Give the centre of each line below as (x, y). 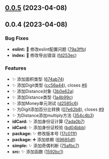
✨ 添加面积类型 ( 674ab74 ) (38, 79)
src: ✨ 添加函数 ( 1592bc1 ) (38, 152)
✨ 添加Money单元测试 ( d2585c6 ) (45, 103)
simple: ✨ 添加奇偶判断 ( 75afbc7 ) (46, 146)
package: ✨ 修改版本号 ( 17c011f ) (45, 134)
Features (16, 68)
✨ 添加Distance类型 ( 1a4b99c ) (42, 97)
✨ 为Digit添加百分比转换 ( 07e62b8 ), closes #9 (58, 109)
